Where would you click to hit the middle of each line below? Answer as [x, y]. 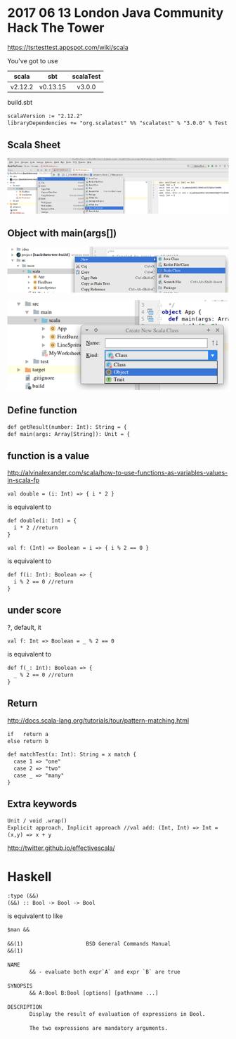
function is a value [48, 456]
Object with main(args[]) [62, 233]
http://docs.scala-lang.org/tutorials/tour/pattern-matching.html [98, 720]
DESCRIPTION [25, 1007]
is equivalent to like [35, 916]
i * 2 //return [36, 528]
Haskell [29, 876]
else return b [28, 741]
